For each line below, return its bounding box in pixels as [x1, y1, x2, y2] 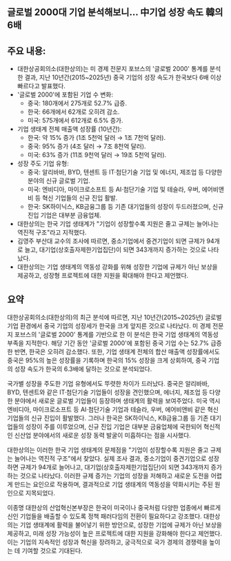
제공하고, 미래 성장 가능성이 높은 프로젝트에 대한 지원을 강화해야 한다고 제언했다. [7, 529, 223, 538]
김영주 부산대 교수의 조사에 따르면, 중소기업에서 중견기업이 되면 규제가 [17, 237, 205, 245]
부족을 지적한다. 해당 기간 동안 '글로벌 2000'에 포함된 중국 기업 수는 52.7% [7, 339, 210, 347]
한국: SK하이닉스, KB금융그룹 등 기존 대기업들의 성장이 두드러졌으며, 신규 [27, 203, 224, 211]
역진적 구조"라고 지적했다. [17, 228, 87, 236]
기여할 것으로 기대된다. [21, 547, 83, 555]
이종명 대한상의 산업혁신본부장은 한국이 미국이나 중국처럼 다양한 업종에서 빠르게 [7, 504, 221, 512]
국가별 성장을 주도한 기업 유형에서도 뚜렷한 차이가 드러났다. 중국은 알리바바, [7, 380, 210, 388]
